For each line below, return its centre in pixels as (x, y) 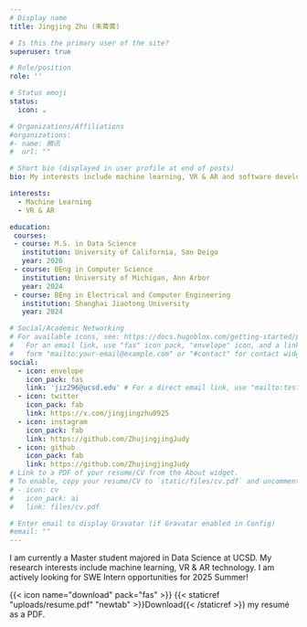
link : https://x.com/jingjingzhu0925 (98, 413)
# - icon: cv (34, 490)
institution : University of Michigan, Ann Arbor (116, 278)
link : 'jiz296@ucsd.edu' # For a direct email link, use (137, 388)
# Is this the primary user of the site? (90, 43)
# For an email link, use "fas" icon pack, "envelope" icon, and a (145, 345)
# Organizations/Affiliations (67, 126)
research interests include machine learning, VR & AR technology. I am (142, 568)
